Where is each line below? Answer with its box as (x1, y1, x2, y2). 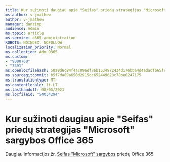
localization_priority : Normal (5, 45, 71, 50)
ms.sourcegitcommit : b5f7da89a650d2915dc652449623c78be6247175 (5, 73, 142, 78)
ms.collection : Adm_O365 (5, 49, 58, 54)
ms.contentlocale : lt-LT (5, 82, 58, 87)
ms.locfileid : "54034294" (5, 92, 60, 97)
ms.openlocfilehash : (5, 68, 49, 73)
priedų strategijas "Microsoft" (5, 124, 135, 135)
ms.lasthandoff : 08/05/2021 (5, 87, 65, 92)
